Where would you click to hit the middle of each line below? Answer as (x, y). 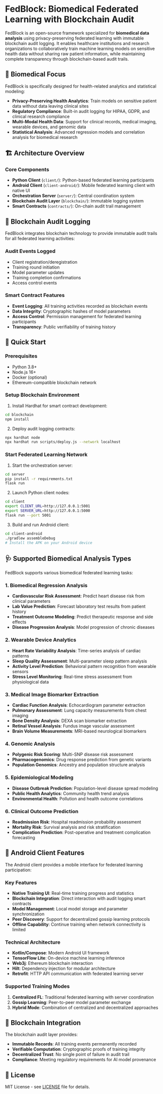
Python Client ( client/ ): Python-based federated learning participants (83, 180)
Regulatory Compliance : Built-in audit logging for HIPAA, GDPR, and (81, 111)
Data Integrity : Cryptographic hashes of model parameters (71, 311)
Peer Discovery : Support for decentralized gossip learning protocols (81, 919)
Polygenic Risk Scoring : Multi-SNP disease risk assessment (73, 754)
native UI (21, 191)
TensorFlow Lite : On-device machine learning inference (68, 958)
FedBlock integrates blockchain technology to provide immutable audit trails (81, 233)
